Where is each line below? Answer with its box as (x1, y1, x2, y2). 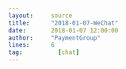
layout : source (8, 11, 73, 20)
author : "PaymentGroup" (8, 33, 101, 42)
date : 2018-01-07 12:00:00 (8, 26, 119, 34)
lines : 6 (8, 41, 55, 49)
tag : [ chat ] (8, 48, 80, 56)
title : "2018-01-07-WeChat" (8, 19, 119, 27)
